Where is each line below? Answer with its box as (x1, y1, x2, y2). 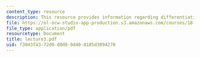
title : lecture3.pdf (6, 36, 58, 42)
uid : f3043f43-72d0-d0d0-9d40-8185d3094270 (6, 42, 116, 48)
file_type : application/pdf (6, 25, 76, 31)
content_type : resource (6, 8, 65, 15)
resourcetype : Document (6, 31, 65, 37)
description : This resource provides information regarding (6, 14, 159, 20)
